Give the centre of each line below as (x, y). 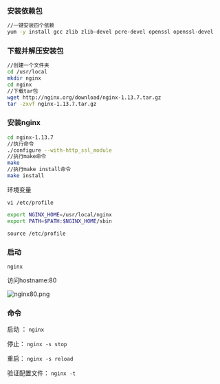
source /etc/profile (37, 234)
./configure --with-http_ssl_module (59, 150)
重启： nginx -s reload (40, 359)
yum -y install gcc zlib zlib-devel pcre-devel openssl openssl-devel (110, 32)
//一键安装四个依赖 (31, 25)
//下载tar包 (23, 91)
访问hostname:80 (32, 280)
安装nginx (24, 123)
